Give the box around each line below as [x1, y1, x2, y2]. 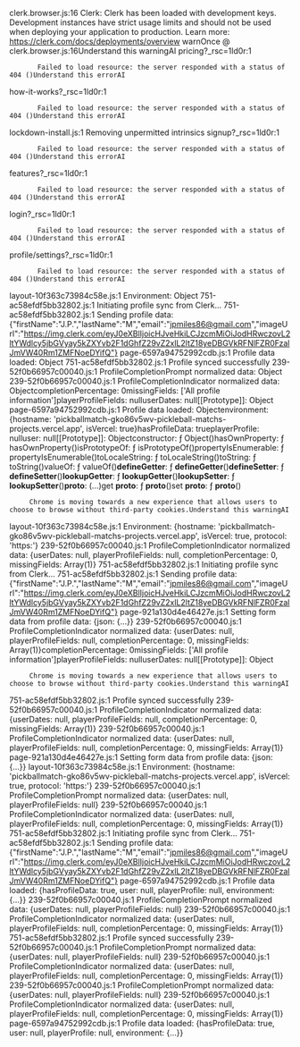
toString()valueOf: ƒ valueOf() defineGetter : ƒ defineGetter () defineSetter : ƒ [9, 461, 284, 472]
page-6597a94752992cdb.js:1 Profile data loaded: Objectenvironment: [9, 404, 270, 415]
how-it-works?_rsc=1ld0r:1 [9, 87, 107, 97]
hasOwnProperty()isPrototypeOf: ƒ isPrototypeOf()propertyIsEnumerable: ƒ [9, 443, 284, 452]
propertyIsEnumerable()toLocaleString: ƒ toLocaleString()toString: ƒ [9, 452, 256, 462]
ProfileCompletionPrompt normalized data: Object [99, 367, 283, 376]
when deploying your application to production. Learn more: [9, 27, 230, 37]
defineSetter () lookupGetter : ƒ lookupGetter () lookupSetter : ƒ [9, 471, 235, 481]
